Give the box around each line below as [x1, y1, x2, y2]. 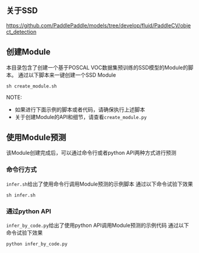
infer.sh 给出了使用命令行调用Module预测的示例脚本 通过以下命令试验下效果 [6, 180, 193, 188]
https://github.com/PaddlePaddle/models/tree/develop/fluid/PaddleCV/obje [6, 21, 191, 29]
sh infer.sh [6, 192, 36, 198]
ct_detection [6, 28, 37, 35]
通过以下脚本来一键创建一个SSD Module [17, 71, 116, 79]
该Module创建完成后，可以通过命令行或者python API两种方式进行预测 [6, 149, 176, 157]
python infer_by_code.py [6, 241, 68, 247]
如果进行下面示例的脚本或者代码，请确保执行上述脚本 [14, 106, 146, 113]
